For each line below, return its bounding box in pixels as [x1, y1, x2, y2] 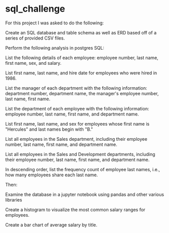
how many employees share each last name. [5, 172, 98, 178]
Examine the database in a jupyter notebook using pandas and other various [5, 191, 164, 198]
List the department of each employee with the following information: [5, 105, 149, 111]
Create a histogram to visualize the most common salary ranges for [5, 206, 146, 213]
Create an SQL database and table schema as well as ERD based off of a [5, 29, 157, 35]
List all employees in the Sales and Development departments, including [5, 151, 155, 157]
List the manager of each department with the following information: [5, 85, 148, 91]
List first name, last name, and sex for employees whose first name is [5, 121, 150, 127]
